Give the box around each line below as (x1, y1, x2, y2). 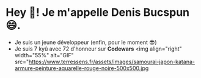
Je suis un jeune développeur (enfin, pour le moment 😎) (14, 38, 157, 46)
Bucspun (143, 5, 190, 19)
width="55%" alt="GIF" (14, 51, 74, 58)
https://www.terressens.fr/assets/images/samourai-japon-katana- (29, 58, 195, 65)
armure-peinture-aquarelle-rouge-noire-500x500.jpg (14, 64, 149, 72)
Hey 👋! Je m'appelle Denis (5, 5, 141, 19)
